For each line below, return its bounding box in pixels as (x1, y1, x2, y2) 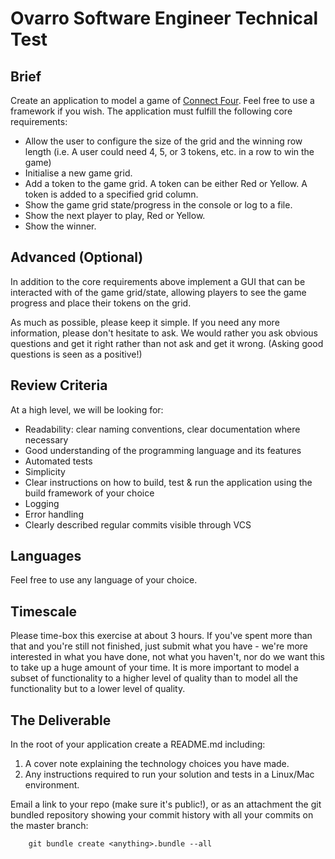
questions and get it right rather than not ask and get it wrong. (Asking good (10, 337, 324, 349)
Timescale (10, 603, 78, 620)
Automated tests (24, 455, 93, 467)
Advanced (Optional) (10, 249, 144, 266)
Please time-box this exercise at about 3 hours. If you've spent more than (10, 630, 313, 642)
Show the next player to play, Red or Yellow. (24, 210, 206, 221)
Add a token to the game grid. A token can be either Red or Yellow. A (24, 178, 308, 189)
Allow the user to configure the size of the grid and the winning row (24, 135, 303, 147)
